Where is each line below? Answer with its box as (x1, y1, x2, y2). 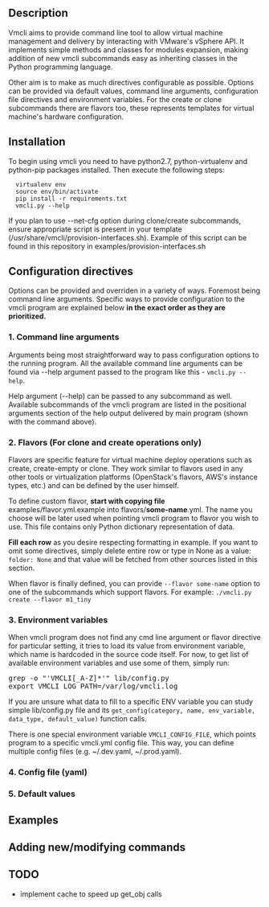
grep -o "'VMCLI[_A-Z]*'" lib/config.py (8, 674, 170, 683)
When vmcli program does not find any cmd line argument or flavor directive (8, 633, 261, 642)
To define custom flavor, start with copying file (8, 496, 165, 506)
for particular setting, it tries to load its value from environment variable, (8, 641, 247, 650)
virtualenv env (15, 180, 67, 188)
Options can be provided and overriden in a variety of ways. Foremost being (8, 285, 261, 296)
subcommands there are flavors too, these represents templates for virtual (8, 103, 255, 113)
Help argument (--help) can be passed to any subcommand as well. (8, 391, 233, 400)
